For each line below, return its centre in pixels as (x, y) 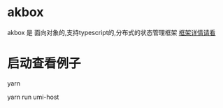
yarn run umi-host (33, 97)
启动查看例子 (44, 63)
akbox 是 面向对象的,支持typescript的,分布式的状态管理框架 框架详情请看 (111, 32)
